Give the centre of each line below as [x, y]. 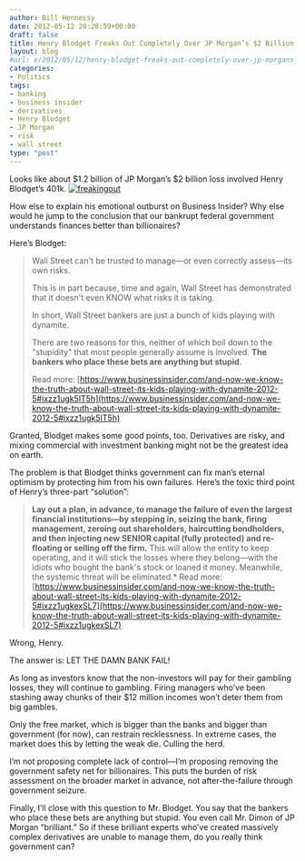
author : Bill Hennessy [52, 18]
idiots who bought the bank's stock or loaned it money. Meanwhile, [157, 567]
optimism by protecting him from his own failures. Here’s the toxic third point [152, 481]
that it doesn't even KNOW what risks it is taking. [123, 297]
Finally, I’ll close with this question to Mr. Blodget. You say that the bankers [149, 807]
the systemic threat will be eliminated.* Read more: [127, 577]
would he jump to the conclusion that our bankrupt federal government [142, 215]
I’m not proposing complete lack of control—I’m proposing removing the [144, 761]
